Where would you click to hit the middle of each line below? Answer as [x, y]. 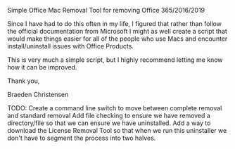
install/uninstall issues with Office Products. [70, 46]
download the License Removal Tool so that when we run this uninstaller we [117, 130]
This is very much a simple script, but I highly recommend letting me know [115, 60]
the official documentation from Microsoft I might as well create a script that [117, 31]
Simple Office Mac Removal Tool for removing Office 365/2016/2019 [106, 10]
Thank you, [24, 81]
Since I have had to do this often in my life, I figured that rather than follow [114, 24]
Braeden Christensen [38, 95]
